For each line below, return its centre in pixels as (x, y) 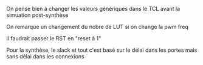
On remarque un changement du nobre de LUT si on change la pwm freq (97, 27)
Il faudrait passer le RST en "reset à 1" (54, 38)
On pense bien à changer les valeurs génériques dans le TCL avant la (93, 9)
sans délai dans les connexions (45, 56)
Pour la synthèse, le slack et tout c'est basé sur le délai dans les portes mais (102, 50)
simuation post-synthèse (37, 15)
